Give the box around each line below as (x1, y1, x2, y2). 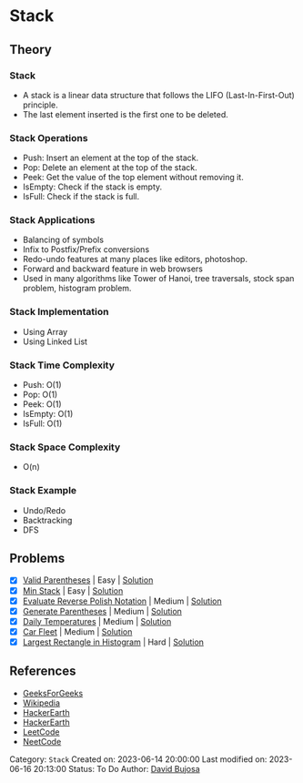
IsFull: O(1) (22, 418, 63, 429)
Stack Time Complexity (9, 359, 116, 371)
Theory (9, 42, 53, 57)
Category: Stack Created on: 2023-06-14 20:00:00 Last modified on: (9, 753, 268, 765)
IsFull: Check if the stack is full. (22, 191, 140, 202)
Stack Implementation (9, 306, 109, 319)
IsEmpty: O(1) (22, 409, 74, 420)
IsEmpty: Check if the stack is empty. (22, 181, 163, 192)
